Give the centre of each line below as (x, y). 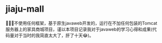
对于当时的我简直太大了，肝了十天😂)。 (54, 35)
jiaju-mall (25, 9)
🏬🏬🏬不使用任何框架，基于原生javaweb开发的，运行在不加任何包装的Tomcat (81, 23)
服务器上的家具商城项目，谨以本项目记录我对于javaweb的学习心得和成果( (79, 29)
